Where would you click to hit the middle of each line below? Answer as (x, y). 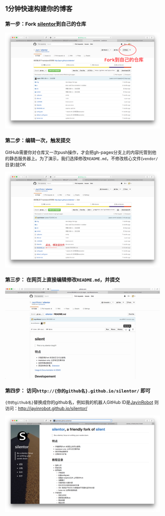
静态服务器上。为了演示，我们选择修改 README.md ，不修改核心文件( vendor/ (83, 158)
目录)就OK (15, 164)
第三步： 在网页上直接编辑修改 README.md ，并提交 (63, 279)
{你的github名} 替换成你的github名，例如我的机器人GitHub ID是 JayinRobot (79, 402)
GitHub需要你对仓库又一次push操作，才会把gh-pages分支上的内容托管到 (79, 152)
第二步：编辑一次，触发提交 (38, 141)
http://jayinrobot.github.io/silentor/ (53, 409)
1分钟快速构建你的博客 (39, 9)
